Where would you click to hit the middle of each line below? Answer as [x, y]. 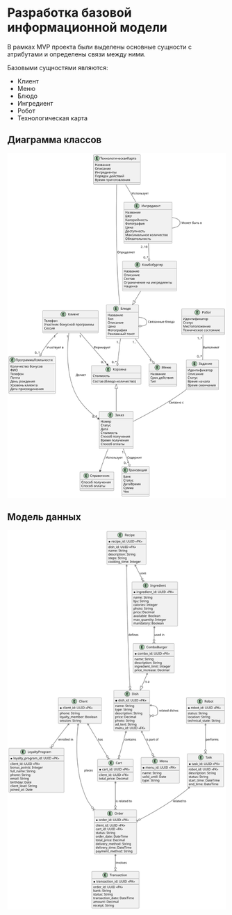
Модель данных [44, 517]
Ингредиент [35, 103]
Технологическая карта [52, 118]
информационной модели [88, 27]
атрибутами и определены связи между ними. [76, 54]
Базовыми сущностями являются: [58, 67]
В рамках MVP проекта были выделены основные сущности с [100, 47]
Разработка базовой [69, 13]
